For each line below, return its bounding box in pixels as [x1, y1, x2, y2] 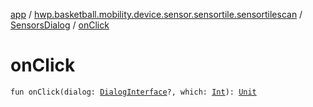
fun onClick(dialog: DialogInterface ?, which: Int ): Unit [10, 87, 257, 97]
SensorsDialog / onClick [10, 19, 110, 31]
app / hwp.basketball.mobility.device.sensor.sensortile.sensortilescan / [10, 9, 303, 20]
